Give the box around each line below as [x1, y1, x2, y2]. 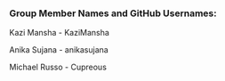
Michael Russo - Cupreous [9, 61, 107, 73]
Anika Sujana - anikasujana [9, 45, 108, 55]
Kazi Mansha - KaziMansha [9, 28, 109, 38]
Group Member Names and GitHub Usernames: [9, 7, 217, 20]
